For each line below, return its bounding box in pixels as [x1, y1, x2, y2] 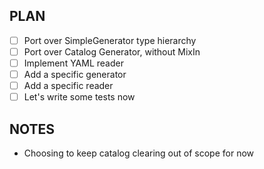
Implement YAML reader [23, 57, 124, 69]
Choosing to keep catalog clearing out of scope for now [23, 147, 255, 159]
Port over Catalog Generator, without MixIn [23, 45, 201, 58]
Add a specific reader [23, 80, 114, 92]
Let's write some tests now [23, 91, 136, 103]
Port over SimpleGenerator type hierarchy [23, 34, 197, 46]
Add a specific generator [23, 69, 127, 80]
